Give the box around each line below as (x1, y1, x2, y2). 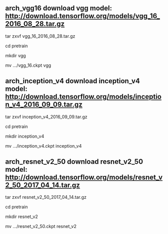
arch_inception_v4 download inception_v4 (5, 77, 140, 85)
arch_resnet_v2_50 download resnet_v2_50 (5, 158, 143, 166)
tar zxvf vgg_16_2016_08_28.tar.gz (5, 33, 75, 39)
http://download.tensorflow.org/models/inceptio (5, 92, 162, 101)
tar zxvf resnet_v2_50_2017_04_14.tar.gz (5, 194, 87, 200)
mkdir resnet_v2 (5, 213, 39, 220)
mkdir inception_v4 (5, 133, 45, 139)
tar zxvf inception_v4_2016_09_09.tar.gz (5, 113, 88, 120)
